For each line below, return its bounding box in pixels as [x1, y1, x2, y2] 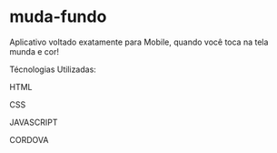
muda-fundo [9, 6, 107, 27]
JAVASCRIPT [9, 117, 58, 127]
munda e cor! [9, 46, 59, 56]
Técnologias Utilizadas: [9, 64, 97, 75]
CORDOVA [9, 134, 49, 145]
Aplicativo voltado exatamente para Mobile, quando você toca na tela [9, 36, 269, 47]
